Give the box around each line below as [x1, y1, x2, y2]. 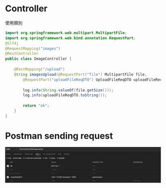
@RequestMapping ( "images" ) [5, 46, 61, 51]
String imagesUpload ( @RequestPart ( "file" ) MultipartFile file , [14, 72, 147, 77]
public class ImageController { [5, 56, 72, 62]
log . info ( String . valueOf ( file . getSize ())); [23, 87, 114, 93]
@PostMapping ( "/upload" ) [14, 67, 65, 72]
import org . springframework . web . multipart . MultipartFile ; [5, 30, 127, 35]
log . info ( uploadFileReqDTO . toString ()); [23, 93, 107, 98]
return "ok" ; [23, 103, 50, 109]
